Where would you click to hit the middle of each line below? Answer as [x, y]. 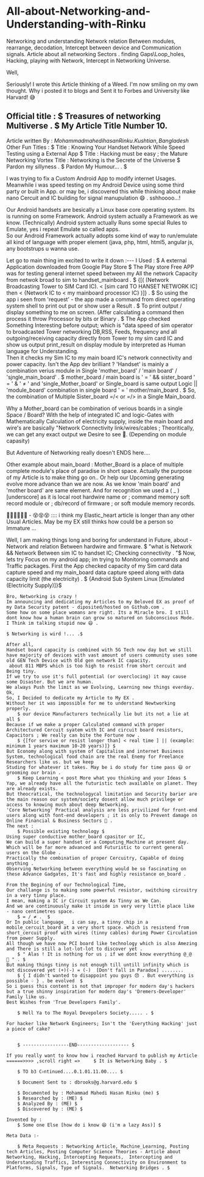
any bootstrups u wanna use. [43, 248]
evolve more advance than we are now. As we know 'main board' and [93, 484]
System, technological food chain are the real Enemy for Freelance [95, 757]
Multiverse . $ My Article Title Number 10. [87, 126]
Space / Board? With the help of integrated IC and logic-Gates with [90, 415]
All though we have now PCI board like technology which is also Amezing [102, 943]
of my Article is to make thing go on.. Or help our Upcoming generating [95, 477]
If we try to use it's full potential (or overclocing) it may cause [97, 676]
